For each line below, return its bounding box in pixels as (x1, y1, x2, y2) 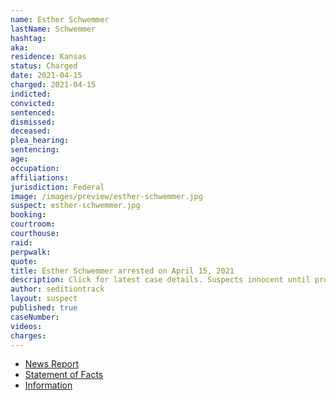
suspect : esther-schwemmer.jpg (10, 201, 141, 211)
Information (24, 379, 73, 391)
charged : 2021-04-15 (10, 80, 97, 90)
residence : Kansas (10, 52, 87, 62)
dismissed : (10, 117, 56, 127)
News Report (24, 358, 80, 370)
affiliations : (10, 172, 70, 183)
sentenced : (10, 107, 56, 118)
